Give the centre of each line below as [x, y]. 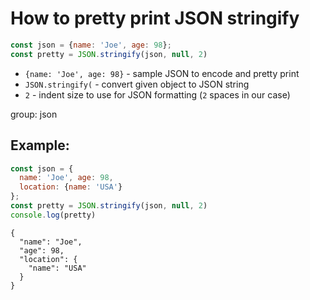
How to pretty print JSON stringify [155, 18]
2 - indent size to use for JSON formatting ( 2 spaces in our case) [157, 94]
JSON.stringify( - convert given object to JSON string [137, 84]
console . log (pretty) [53, 215]
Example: [40, 145]
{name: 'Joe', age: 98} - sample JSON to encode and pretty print [162, 73]
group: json [34, 114]
